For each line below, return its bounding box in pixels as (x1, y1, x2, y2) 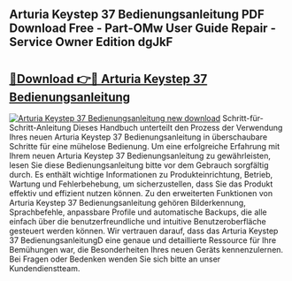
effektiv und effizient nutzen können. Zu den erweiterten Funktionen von (9, 188, 273, 198)
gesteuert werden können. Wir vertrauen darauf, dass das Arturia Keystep (9, 225, 279, 236)
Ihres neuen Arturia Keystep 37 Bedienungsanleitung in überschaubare (9, 132, 268, 142)
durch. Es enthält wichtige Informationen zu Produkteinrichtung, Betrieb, (9, 170, 273, 179)
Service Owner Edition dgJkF (9, 34, 173, 49)
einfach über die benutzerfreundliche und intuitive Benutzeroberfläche (9, 216, 267, 226)
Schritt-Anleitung (9, 123, 72, 133)
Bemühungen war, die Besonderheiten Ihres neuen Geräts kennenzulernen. (9, 245, 284, 254)
